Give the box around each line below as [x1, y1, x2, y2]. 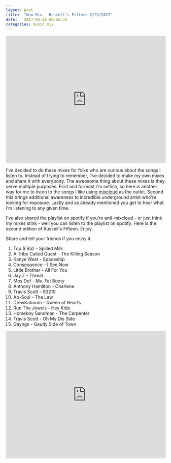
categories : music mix [6, 21, 54, 27]
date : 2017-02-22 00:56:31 [6, 17, 67, 22]
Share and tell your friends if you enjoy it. [6, 236, 92, 242]
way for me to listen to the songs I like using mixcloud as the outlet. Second [6, 189, 164, 195]
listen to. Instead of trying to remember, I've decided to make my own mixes [6, 172, 164, 179]
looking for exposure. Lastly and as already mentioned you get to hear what [6, 199, 164, 206]
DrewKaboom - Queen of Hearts [13, 300, 81, 306]
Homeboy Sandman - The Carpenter [13, 310, 90, 316]
